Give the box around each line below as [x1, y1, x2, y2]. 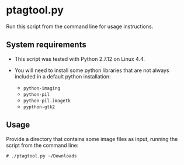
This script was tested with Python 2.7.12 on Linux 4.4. [14, 55, 145, 62]
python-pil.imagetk [23, 98, 71, 104]
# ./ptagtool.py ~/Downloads [6, 153, 77, 159]
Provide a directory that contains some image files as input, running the [6, 135, 178, 142]
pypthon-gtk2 [23, 104, 55, 110]
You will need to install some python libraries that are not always [14, 67, 169, 74]
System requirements [6, 40, 86, 50]
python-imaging [23, 85, 60, 91]
